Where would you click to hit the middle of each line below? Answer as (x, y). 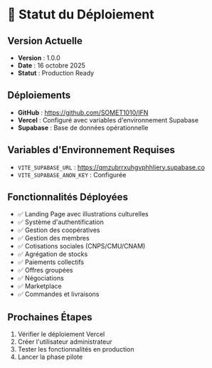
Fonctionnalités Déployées (68, 198)
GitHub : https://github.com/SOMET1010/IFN (83, 112)
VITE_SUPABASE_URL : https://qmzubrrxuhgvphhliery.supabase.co (111, 167)
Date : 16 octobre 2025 (51, 65)
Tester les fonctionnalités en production (76, 349)
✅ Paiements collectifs (51, 262)
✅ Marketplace (39, 286)
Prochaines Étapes (50, 317)
